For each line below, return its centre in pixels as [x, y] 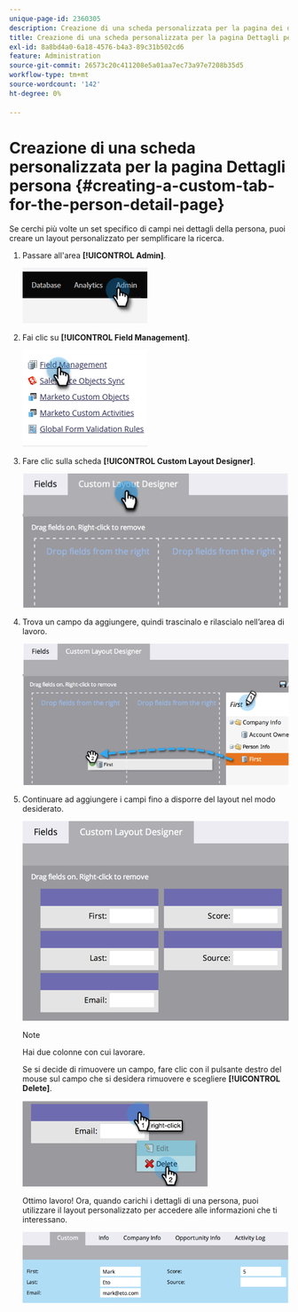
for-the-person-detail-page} [117, 204]
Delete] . [37, 1088]
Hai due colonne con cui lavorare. [83, 1052]
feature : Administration [55, 56]
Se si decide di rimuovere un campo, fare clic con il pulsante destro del [152, 1070]
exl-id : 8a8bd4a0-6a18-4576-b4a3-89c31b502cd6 [97, 47]
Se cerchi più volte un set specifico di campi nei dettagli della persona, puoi [147, 229]
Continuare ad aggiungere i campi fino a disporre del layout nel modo [149, 799]
